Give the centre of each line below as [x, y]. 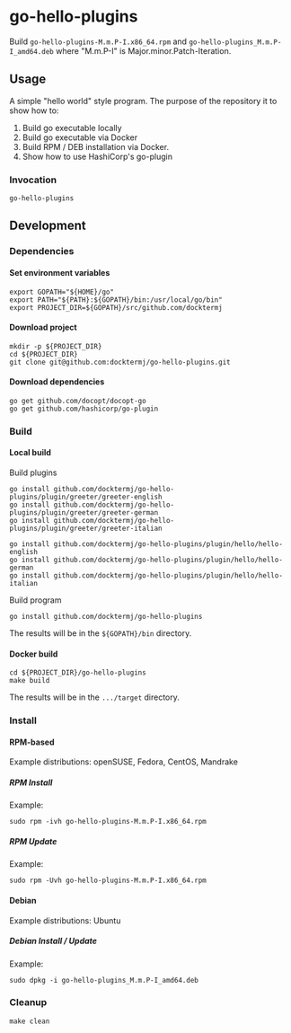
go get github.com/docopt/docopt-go [78, 401]
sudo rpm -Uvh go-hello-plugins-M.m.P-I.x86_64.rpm [108, 881]
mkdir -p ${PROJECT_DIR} [56, 346]
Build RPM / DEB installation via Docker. [95, 146]
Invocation [33, 180]
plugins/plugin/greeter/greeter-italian [86, 529]
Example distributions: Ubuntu [65, 920]
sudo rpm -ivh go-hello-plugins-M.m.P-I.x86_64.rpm [108, 822]
